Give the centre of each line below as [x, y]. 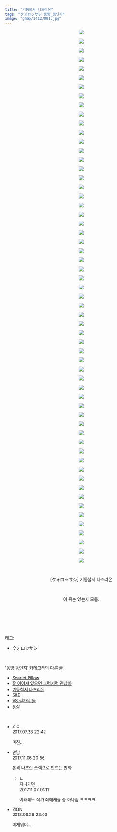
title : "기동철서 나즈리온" [29, 9]
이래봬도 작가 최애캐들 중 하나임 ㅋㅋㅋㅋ [57, 800]
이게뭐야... [22, 825]
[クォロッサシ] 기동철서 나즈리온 [81, 580]
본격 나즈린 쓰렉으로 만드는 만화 [42, 768]
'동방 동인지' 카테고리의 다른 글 [34, 668]
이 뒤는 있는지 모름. [81, 599]
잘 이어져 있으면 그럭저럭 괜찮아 [42, 683]
